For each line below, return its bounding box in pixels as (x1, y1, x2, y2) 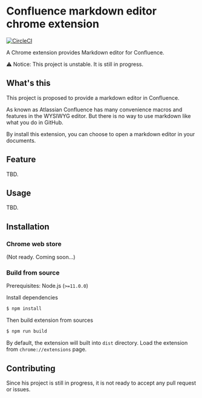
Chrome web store (6, 240, 62, 248)
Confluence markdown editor (6, 4, 157, 18)
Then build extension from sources (6, 316, 94, 324)
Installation (6, 221, 50, 232)
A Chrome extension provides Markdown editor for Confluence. (6, 48, 165, 56)
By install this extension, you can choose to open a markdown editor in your (6, 130, 195, 137)
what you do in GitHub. (6, 119, 64, 126)
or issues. (6, 385, 31, 393)
